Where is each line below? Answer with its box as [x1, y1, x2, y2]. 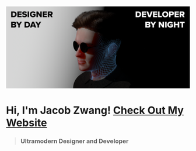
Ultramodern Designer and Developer [20, 137, 129, 145]
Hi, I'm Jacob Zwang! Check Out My [6, 104, 184, 117]
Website [6, 116, 47, 129]
